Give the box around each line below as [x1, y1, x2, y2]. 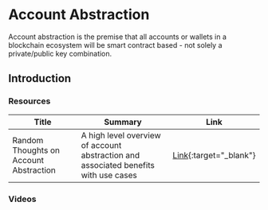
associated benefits [81, 159, 156, 170]
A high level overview [81, 130, 161, 141]
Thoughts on [12, 145, 60, 156]
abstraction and [81, 150, 140, 161]
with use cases [81, 169, 137, 181]
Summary [104, 116, 142, 127]
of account [81, 139, 122, 150]
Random [12, 134, 44, 146]
